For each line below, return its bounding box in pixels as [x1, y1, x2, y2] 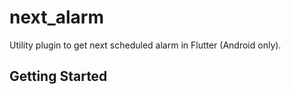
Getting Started [9, 68, 108, 85]
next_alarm [9, 6, 105, 29]
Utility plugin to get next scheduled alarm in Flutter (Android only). [9, 39, 282, 51]
